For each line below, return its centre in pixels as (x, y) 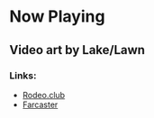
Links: (23, 76)
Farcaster (40, 104)
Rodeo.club (44, 95)
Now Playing (57, 17)
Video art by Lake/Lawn (77, 50)
